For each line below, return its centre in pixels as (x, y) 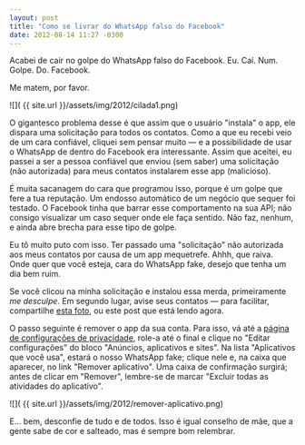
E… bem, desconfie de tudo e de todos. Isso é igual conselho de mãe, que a (151, 421)
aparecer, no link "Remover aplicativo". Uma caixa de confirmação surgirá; (148, 367)
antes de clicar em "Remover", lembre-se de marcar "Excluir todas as (139, 377)
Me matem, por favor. (49, 88)
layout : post (34, 18)
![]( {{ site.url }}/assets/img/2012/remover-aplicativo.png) (117, 404)
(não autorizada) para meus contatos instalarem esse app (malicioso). (140, 171)
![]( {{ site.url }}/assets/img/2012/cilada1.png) (94, 105)
